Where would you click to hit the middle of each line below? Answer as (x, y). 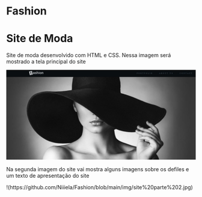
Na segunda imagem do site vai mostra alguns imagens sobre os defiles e (98, 169)
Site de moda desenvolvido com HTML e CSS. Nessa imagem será (89, 55)
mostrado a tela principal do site (46, 62)
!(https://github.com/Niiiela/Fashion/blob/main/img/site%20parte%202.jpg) (100, 187)
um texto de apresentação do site (48, 175)
